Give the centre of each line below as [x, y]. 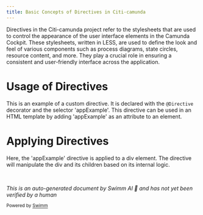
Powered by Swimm [27, 206]
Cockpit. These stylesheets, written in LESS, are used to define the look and [102, 42]
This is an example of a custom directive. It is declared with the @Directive [100, 103]
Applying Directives [58, 141]
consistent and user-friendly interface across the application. [83, 62]
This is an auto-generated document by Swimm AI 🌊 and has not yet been [100, 188]
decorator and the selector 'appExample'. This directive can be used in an [99, 110]
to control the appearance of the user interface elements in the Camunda [98, 36]
